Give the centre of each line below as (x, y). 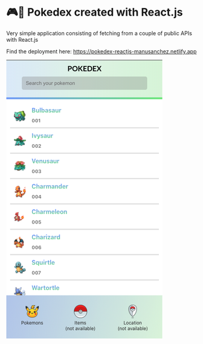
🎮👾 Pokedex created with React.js (95, 12)
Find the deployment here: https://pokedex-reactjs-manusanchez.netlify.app (101, 51)
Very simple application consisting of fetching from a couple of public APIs (99, 33)
